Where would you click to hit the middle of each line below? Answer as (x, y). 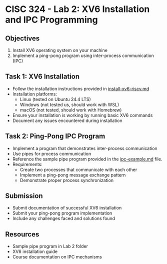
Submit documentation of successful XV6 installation (67, 208)
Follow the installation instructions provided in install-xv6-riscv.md (81, 88)
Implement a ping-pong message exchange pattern (73, 175)
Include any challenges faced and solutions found (64, 218)
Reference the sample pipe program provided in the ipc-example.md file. (87, 159)
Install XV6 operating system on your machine (60, 50)
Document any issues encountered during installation (67, 120)
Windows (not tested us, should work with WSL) (69, 104)
